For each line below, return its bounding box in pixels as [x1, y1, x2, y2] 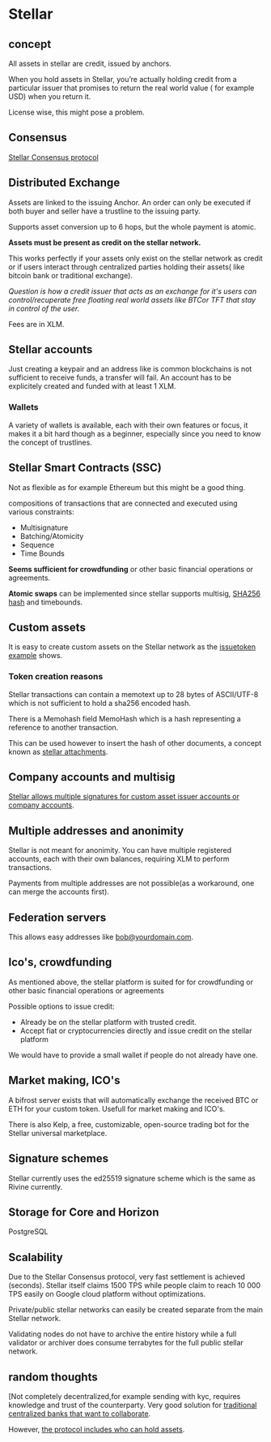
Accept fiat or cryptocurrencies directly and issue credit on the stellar [19, 1026, 252, 1035]
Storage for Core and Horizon [8, 1205, 159, 1219]
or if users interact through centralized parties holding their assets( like [8, 261, 245, 272]
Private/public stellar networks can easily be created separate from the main [8, 1305, 264, 1315]
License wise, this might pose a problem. [8, 107, 145, 117]
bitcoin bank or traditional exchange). [8, 270, 133, 280]
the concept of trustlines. [8, 437, 93, 447]
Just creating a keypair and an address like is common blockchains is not [8, 364, 252, 374]
